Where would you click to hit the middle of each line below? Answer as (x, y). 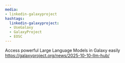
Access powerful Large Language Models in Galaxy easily (63, 50)
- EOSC (16, 37)
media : (12, 9)
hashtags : (15, 18)
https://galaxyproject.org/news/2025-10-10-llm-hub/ (57, 55)
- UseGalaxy (21, 28)
